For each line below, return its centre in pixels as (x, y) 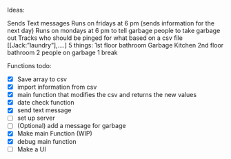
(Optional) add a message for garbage (71, 126)
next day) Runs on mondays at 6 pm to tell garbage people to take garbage (114, 31)
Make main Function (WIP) (55, 134)
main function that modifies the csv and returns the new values (107, 95)
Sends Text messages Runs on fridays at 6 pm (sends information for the (111, 23)
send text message (44, 110)
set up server (36, 118)
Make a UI (31, 149)
